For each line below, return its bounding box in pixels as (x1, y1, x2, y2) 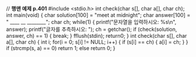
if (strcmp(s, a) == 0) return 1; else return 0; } (6, 45, 116, 51)
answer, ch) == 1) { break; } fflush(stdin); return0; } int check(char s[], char (6, 33, 187, 39)
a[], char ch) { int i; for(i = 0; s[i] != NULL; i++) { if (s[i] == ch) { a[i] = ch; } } (6, 38, 188, 45)
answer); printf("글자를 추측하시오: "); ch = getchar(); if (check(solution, (6, 26, 178, 33)
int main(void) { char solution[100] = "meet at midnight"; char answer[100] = (6, 12, 191, 19)
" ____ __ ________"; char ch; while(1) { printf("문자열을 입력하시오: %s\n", (6, 19, 177, 25)
